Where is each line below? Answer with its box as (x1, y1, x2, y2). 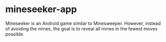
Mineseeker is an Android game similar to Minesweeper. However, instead (5, 20, 161, 26)
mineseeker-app (5, 4, 77, 15)
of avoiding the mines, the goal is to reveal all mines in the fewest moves (5, 25, 158, 31)
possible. (5, 31, 25, 37)
